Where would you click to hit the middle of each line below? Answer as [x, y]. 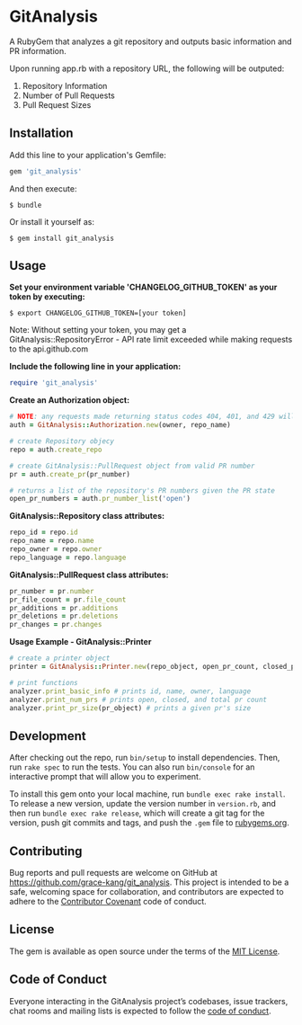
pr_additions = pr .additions [64, 608]
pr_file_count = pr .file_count [68, 600]
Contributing [46, 851]
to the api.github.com [49, 349]
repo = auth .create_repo [56, 450]
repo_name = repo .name [52, 541]
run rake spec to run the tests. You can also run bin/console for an [132, 767]
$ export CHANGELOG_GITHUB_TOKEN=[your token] [98, 313]
